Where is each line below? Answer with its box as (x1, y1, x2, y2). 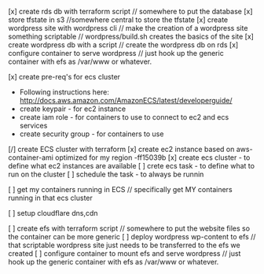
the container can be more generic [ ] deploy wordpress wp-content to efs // (8, 232, 256, 241)
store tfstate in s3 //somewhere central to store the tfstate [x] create (8, 15, 229, 24)
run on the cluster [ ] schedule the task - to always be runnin (8, 169, 204, 179)
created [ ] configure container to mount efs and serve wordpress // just (8, 249, 241, 258)
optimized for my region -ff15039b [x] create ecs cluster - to (54, 153, 251, 162)
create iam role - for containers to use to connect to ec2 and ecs (19, 113, 229, 121)
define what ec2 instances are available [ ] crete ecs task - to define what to (8, 161, 255, 170)
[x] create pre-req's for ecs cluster (8, 72, 120, 81)
